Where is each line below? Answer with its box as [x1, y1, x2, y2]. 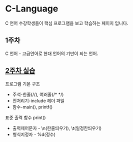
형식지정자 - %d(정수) [12, 131, 56, 137]
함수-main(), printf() [12, 103, 53, 110]
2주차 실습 [5, 66, 35, 75]
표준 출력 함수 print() [5, 114, 46, 120]
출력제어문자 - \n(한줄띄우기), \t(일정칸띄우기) [12, 125, 102, 131]
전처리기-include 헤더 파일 [12, 97, 65, 103]
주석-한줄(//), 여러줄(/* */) [12, 91, 64, 97]
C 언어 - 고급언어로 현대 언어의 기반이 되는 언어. [5, 50, 98, 56]
